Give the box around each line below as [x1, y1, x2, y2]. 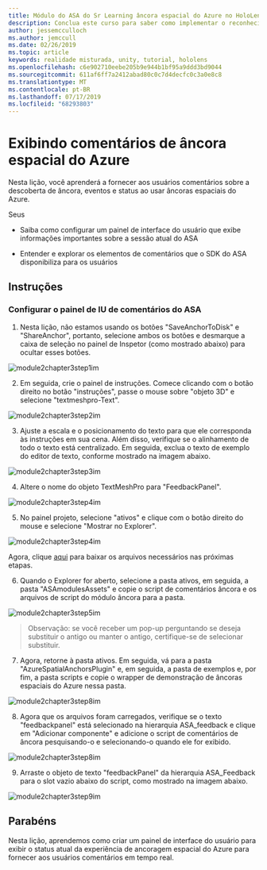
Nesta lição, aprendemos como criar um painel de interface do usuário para [8, 835, 257, 845]
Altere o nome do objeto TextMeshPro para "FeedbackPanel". [19, 482, 222, 491]
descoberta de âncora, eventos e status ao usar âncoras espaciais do [8, 186, 237, 195]
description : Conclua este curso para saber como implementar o [8, 19, 226, 27]
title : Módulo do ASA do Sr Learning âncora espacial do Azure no [8, 11, 233, 20]
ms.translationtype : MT [8, 78, 87, 86]
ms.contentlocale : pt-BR [8, 85, 91, 94]
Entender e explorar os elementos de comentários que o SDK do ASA [19, 249, 247, 259]
